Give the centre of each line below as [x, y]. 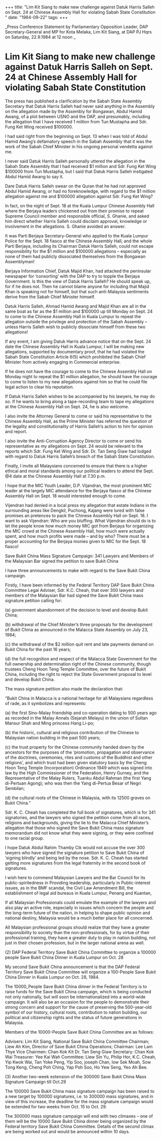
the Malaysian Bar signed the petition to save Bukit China [62, 561]
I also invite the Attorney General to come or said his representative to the [78, 416]
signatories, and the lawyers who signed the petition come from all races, [78, 817]
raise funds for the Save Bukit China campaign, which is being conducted [78, 991]
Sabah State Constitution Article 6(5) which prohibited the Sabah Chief [75, 357]
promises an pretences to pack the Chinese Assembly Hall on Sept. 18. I [77, 515]
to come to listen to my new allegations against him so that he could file [76, 382]
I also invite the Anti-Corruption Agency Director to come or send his [73, 441]
